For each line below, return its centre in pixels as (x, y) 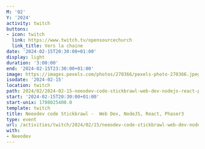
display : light (26, 57)
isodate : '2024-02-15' (35, 80)
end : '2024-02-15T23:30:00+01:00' (50, 68)
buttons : (17, 29)
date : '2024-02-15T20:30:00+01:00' (52, 52)
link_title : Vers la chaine (48, 46)
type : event (21, 119)
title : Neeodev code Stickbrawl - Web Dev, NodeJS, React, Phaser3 (95, 114)
